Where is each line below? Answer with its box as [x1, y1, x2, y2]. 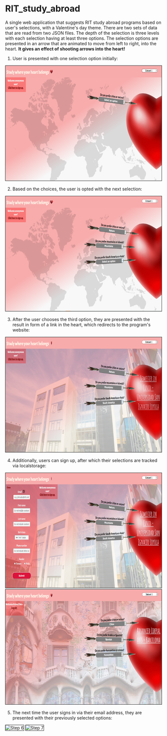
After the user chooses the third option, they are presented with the [12, 316, 150, 322]
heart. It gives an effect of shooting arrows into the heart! [5, 46, 125, 52]
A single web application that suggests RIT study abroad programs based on [5, 19, 162, 25]
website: [12, 327, 30, 333]
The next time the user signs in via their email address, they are [12, 709, 142, 716]
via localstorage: [12, 463, 47, 469]
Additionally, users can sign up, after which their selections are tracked [12, 457, 158, 463]
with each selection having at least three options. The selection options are [5, 35, 159, 41]
